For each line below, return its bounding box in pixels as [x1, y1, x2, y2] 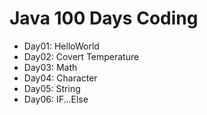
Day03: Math [23, 61, 78, 73]
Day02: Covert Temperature [23, 50, 140, 62]
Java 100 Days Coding [9, 7, 199, 30]
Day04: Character [23, 72, 98, 84]
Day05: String [23, 82, 81, 94]
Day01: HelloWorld [23, 40, 100, 52]
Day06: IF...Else [23, 93, 89, 105]
